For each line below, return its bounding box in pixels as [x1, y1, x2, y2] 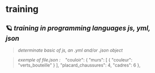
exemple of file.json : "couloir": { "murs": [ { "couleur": [17, 57, 133, 63]
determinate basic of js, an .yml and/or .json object [17, 47, 123, 53]
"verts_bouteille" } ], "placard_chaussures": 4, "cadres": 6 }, [17, 62, 141, 68]
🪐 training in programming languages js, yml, [5, 24, 151, 32]
